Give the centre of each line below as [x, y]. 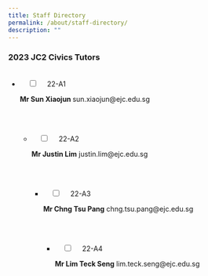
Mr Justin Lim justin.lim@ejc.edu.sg [89, 154]
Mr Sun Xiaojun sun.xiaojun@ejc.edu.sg [85, 99]
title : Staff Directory [47, 15]
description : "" [35, 30]
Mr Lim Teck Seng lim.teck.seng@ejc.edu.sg [127, 263]
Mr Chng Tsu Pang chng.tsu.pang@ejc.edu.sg [118, 209]
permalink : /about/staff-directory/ [68, 23]
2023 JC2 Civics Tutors [54, 57]
